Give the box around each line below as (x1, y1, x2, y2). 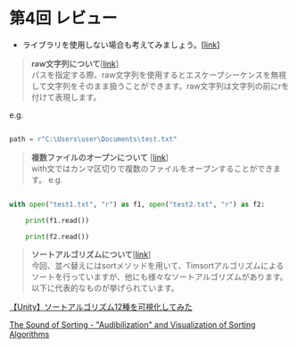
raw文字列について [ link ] (30, 58, 119, 69)
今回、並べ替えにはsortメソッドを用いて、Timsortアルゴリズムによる (30, 261, 285, 271)
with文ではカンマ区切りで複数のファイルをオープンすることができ (30, 162, 274, 174)
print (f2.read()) (25, 232, 90, 241)
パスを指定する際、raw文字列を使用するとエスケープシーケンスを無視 (30, 69, 287, 80)
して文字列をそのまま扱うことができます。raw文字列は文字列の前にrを (30, 80, 290, 91)
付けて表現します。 (30, 91, 102, 103)
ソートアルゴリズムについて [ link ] (30, 249, 152, 260)
